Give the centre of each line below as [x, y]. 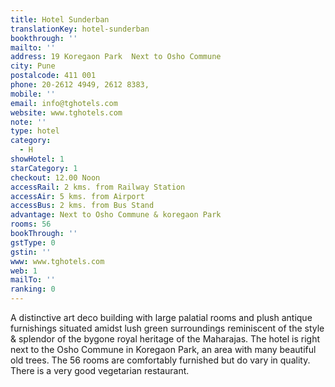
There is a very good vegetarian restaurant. [100, 370]
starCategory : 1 [44, 168]
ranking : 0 [33, 289]
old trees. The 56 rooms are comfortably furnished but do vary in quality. [160, 360]
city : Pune [33, 66]
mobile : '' [33, 94]
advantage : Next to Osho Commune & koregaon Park [116, 215]
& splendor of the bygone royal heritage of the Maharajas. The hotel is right [165, 339]
